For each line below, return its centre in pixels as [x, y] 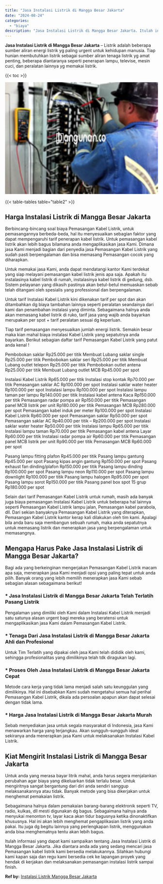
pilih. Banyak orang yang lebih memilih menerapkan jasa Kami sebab [73, 578]
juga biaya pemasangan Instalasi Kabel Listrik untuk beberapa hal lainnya [78, 502]
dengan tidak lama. [24, 702]
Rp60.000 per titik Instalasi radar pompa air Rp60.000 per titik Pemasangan [81, 437]
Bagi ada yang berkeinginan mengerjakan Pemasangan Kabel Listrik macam [81, 568]
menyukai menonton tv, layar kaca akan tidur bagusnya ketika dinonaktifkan [81, 816]
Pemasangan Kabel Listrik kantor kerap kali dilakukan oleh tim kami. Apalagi [81, 518]
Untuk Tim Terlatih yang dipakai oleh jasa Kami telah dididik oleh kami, [75, 652]
